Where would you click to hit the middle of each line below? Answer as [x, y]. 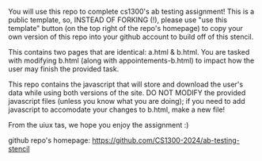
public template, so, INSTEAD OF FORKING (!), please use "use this [118, 20]
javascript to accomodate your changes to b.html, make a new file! [117, 109]
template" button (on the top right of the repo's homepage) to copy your [126, 28]
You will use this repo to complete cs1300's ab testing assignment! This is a [131, 11]
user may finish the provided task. [64, 69]
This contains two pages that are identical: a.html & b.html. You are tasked [129, 52]
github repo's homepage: [49, 140]
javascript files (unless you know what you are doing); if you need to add [127, 101]
